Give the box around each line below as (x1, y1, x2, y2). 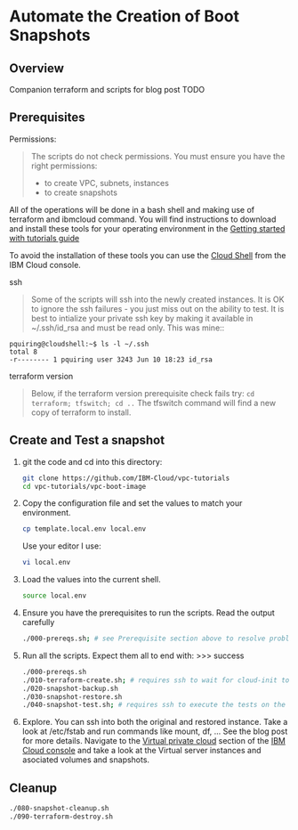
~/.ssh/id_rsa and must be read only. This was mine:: (30, 322, 225, 333)
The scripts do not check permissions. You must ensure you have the (30, 151, 286, 161)
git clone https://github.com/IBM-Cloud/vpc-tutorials (21, 474, 230, 483)
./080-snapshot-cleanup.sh (9, 804, 109, 813)
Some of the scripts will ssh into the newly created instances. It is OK (30, 294, 285, 305)
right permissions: (30, 160, 98, 171)
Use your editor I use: (21, 541, 101, 551)
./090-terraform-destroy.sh (9, 812, 114, 821)
